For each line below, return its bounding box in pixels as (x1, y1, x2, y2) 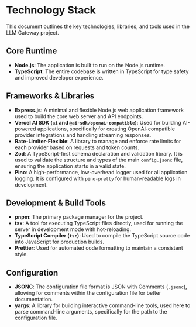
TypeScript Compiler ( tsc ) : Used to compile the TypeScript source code (14, 232, 190, 239)
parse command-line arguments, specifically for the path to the (14, 308, 167, 315)
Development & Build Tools (6, 198, 106, 208)
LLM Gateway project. (6, 29, 60, 36)
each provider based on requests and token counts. (14, 144, 139, 151)
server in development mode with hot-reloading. (14, 226, 132, 233)
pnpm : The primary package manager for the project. (14, 214, 144, 221)
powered (14, 125, 36, 132)
